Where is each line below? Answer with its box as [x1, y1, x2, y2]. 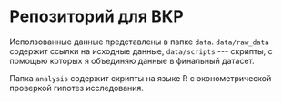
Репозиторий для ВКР [9, 6, 184, 27]
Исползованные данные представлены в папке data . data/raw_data [9, 36, 270, 47]
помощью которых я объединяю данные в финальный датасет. [9, 55, 255, 66]
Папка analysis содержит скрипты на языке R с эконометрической [9, 72, 272, 83]
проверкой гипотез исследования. [9, 82, 144, 93]
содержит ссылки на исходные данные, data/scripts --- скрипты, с [9, 45, 273, 56]
